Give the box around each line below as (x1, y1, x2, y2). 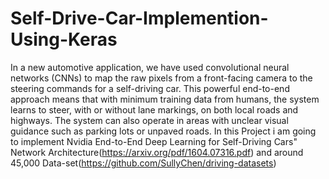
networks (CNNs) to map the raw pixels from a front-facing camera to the (10, 72, 313, 84)
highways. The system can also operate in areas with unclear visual (10, 114, 289, 126)
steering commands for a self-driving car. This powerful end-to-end (10, 82, 290, 94)
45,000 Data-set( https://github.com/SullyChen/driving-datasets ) (10, 157, 277, 169)
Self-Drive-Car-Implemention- (10, 7, 269, 30)
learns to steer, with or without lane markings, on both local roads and (10, 103, 299, 116)
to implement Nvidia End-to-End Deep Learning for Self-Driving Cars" (10, 135, 298, 147)
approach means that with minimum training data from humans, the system (10, 93, 320, 105)
